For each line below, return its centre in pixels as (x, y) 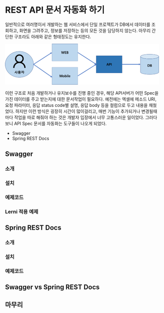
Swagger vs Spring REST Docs (52, 287)
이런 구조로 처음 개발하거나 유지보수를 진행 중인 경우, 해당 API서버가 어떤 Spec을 (82, 93)
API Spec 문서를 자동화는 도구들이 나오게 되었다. (60, 124)
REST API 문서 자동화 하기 (55, 10)
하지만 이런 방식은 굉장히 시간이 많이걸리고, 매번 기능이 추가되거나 (78, 111)
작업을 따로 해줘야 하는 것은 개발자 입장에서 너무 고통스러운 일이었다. (79, 117)
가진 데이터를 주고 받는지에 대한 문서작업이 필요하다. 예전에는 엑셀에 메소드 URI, (81, 99)
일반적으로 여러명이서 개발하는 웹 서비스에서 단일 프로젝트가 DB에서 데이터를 (78, 24)
